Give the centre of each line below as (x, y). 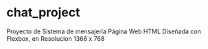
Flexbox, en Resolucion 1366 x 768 (56, 38)
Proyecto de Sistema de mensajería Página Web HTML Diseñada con (104, 31)
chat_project (43, 13)
